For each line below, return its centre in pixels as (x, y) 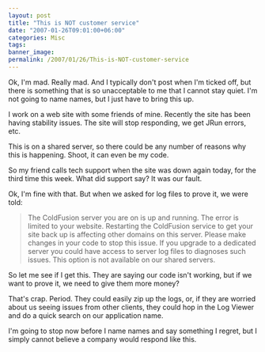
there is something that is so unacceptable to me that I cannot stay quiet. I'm (133, 90)
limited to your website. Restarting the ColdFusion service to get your (140, 225)
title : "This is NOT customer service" (74, 23)
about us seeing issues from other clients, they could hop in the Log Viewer (131, 307)
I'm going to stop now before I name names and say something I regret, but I (132, 331)
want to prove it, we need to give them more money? (94, 283)
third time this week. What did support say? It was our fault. (105, 178)
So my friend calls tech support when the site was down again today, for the (132, 170)
